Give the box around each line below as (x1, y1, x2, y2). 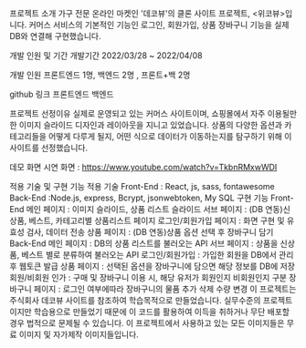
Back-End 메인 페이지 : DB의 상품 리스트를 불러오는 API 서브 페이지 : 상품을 (9, 238, 279, 249)
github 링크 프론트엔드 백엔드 (9, 89, 114, 99)
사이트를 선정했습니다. (9, 142, 89, 153)
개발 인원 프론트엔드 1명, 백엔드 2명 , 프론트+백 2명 (9, 69, 191, 80)
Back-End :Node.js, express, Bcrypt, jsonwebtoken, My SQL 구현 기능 (9, 192, 269, 203)
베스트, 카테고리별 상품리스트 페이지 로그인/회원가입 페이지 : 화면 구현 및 (28, 215, 285, 226)
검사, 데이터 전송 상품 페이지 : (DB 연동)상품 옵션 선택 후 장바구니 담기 (26, 227, 274, 237)
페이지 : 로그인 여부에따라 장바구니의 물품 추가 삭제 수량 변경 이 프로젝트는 (33, 283, 297, 294)
